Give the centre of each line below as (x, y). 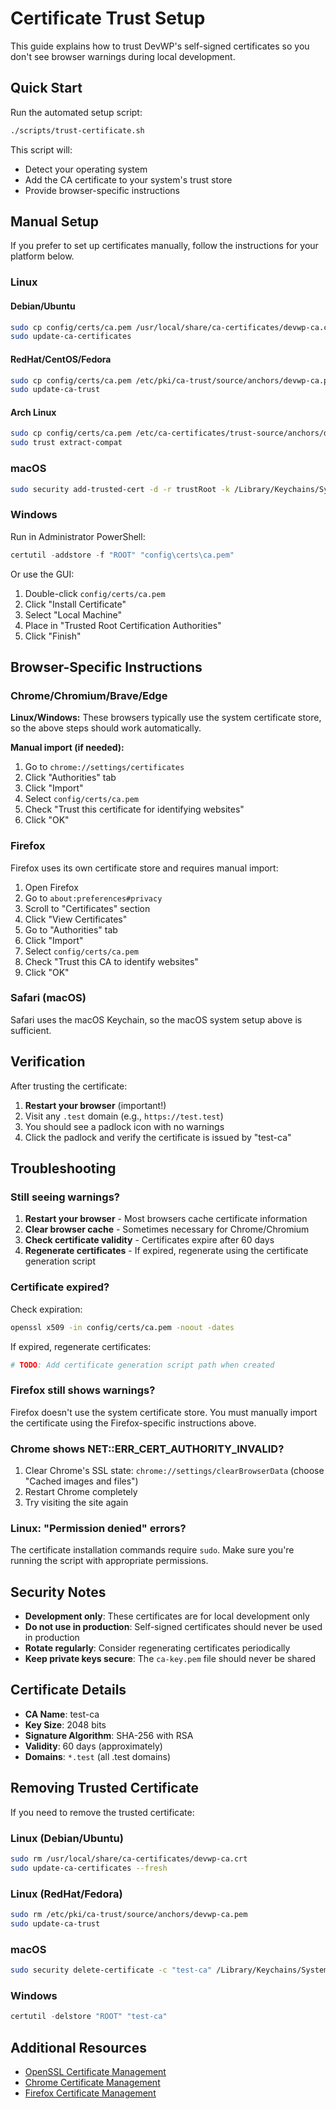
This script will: (41, 149)
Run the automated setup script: (76, 112)
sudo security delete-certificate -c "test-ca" (111, 1970)
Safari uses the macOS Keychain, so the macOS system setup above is (156, 1019)
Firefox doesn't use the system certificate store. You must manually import (164, 1412)
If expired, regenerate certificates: (81, 1346)
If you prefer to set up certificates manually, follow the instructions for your (164, 246)
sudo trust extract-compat (66, 443)
